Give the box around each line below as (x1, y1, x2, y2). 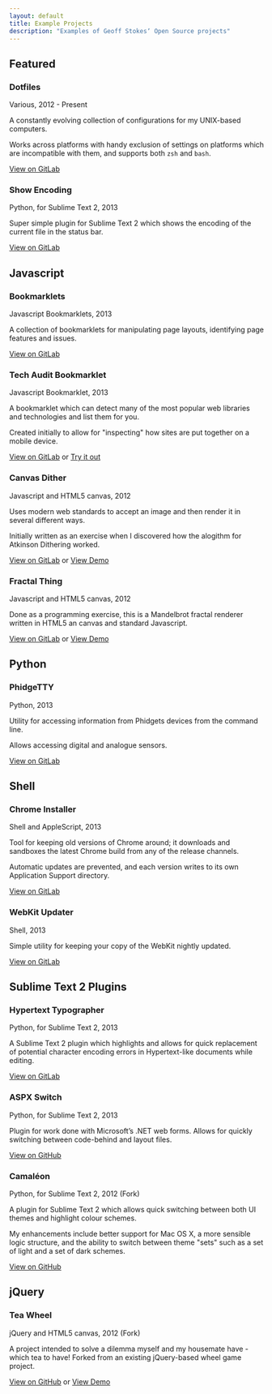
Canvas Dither (9, 472, 67, 483)
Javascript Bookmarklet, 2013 (9, 388, 108, 397)
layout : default (9, 11, 64, 20)
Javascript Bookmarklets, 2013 (9, 309, 113, 319)
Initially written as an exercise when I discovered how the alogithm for (9, 530, 242, 540)
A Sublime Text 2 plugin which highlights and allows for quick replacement (9, 1039, 257, 1049)
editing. (9, 1056, 35, 1066)
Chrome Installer (9, 804, 76, 815)
